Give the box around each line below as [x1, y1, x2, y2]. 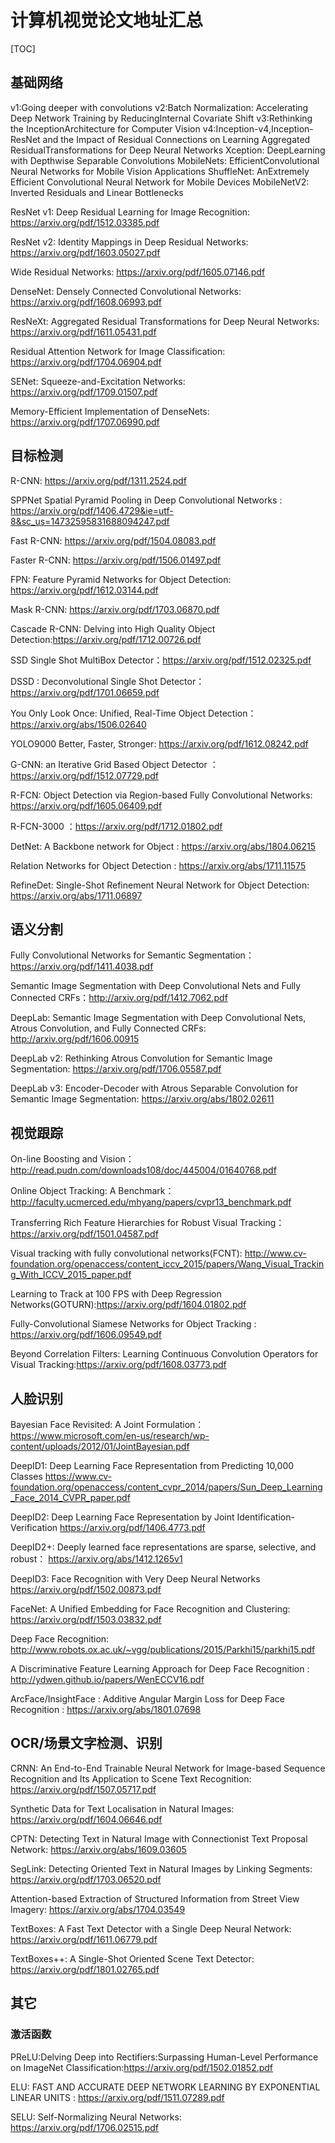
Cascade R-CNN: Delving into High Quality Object [10, 622, 216, 635]
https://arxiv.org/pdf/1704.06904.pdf [10, 356, 162, 368]
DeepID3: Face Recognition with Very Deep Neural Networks [10, 1573, 261, 1585]
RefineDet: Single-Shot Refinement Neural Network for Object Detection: [10, 879, 310, 891]
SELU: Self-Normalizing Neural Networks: [10, 2111, 182, 2123]
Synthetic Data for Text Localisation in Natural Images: [10, 1802, 235, 1815]
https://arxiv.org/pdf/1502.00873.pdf [10, 1584, 162, 1595]
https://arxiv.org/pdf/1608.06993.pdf [10, 296, 163, 308]
